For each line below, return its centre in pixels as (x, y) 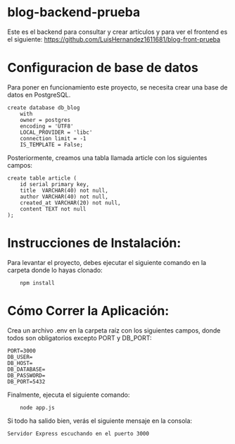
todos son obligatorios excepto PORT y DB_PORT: (80, 338)
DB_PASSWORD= (26, 375)
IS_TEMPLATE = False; (51, 144)
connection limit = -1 (53, 138)
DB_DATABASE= (26, 369)
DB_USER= (20, 357)
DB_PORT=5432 (26, 381)
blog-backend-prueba (74, 12)
